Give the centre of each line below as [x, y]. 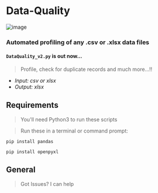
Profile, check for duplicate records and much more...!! [86, 69]
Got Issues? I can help [47, 184]
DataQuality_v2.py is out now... [44, 56]
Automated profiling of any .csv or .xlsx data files [78, 42]
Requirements [32, 105]
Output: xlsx [29, 87]
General [21, 170]
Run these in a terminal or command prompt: [74, 131]
